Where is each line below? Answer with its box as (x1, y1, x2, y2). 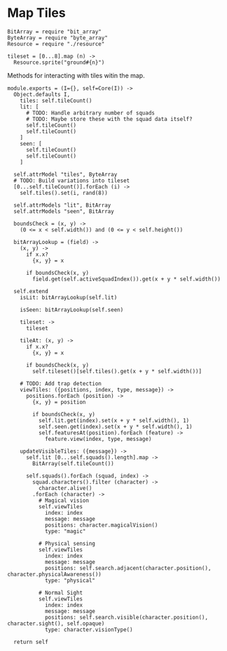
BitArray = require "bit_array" (7, 28, 102, 35)
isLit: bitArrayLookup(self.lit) (20, 294, 118, 301)
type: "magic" (44, 527, 86, 535)
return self (13, 638, 49, 645)
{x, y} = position (32, 399, 86, 406)
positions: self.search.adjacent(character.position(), (44, 565, 212, 572)
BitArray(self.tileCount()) (32, 460, 114, 467)
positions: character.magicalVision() (44, 522, 158, 529)
